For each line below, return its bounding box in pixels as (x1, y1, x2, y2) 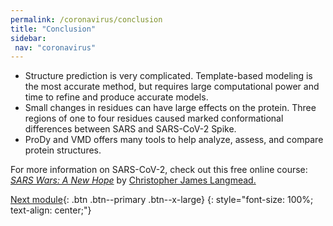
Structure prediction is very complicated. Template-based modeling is (24, 70, 313, 82)
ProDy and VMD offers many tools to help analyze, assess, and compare (24, 134, 324, 146)
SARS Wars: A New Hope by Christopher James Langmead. (10, 174, 257, 186)
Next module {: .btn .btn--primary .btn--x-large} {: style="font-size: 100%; (10, 194, 314, 206)
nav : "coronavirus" (14, 42, 97, 53)
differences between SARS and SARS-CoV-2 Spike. (24, 123, 237, 135)
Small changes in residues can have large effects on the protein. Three (24, 102, 317, 114)
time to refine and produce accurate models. (24, 91, 209, 103)
